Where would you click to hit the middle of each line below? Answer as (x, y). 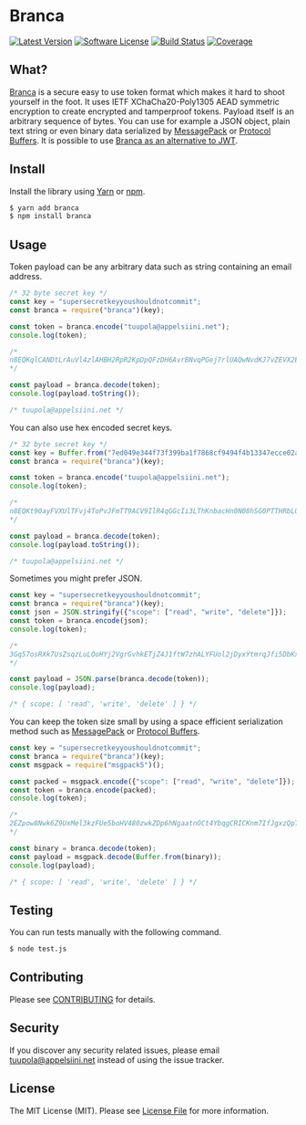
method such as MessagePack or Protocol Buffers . (105, 731)
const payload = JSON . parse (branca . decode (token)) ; (109, 679)
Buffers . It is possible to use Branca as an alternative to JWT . (124, 140)
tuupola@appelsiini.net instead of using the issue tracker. (117, 1059)
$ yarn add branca (44, 208)
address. (26, 277)
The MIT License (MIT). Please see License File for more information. (139, 1110)
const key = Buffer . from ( (58, 453)
